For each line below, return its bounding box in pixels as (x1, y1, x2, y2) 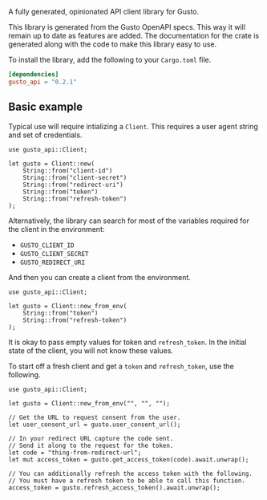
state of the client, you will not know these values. (8, 345, 174, 356)
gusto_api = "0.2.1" (8, 78, 78, 86)
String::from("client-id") (22, 166, 113, 175)
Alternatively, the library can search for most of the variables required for (8, 216, 250, 226)
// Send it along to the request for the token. (8, 441, 174, 449)
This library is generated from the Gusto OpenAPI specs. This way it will (8, 22, 246, 31)
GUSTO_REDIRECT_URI (19, 258, 86, 266)
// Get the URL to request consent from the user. (8, 413, 181, 421)
